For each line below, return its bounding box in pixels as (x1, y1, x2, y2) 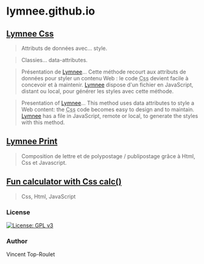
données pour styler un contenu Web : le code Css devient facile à (21, 75, 189, 82)
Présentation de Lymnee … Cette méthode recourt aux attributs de (21, 68, 186, 75)
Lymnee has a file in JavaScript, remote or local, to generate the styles (21, 113, 199, 119)
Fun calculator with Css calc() (6, 176, 122, 187)
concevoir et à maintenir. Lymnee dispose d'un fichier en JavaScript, (21, 81, 194, 88)
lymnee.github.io (6, 4, 96, 18)
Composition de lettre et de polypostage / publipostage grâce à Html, (21, 152, 195, 159)
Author (6, 237, 28, 245)
